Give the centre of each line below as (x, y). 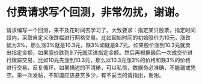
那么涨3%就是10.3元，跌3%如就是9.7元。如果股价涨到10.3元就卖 (111, 45)
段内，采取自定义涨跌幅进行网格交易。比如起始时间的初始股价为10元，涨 (96, 37)
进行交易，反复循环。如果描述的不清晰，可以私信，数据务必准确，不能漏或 (98, 67)
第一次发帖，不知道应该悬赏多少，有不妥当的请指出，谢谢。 (90, 75)
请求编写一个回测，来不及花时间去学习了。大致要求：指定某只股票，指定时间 (101, 30)
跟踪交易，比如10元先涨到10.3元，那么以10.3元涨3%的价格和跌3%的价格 (101, 60)
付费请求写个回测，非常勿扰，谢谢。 (96, 12)
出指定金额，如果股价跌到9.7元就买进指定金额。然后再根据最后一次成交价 (97, 52)
